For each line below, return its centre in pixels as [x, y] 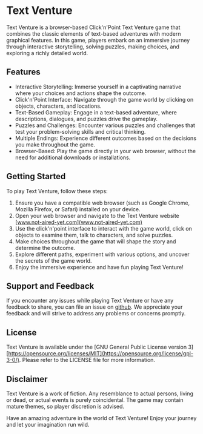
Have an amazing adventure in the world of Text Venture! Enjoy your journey [101, 418]
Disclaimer [27, 379]
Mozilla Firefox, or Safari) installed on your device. [78, 209]
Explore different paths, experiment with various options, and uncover [102, 254]
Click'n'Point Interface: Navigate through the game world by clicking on [104, 99]
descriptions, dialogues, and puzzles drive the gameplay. [86, 119]
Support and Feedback [50, 286]
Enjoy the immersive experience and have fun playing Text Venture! [99, 267]
